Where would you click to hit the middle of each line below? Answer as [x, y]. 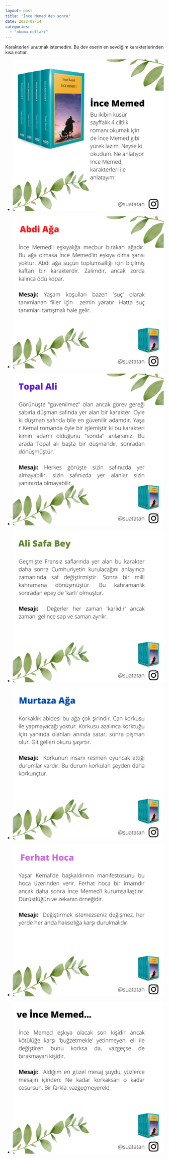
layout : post [19, 11]
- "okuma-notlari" [29, 32]
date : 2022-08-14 [23, 21]
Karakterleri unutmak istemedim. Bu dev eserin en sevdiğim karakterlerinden [84, 47]
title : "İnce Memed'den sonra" [38, 16]
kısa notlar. [17, 53]
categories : [18, 27]
